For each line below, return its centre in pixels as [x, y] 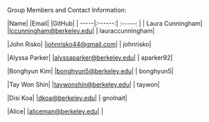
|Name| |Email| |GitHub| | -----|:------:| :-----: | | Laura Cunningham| [105, 23]
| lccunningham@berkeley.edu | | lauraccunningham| [81, 31]
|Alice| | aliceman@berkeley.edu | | [55, 111]
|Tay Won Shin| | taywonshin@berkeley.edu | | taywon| [84, 85]
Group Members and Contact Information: [67, 10]
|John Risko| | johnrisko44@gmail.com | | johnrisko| [79, 44]
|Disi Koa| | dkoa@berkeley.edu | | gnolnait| [67, 98]
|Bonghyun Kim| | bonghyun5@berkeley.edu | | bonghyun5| [90, 71]
